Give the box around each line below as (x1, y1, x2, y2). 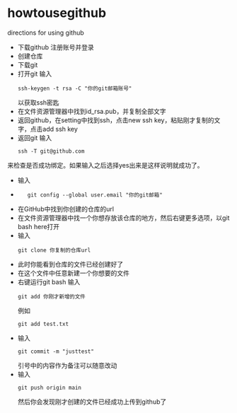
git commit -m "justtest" (17, 348, 94, 355)
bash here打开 (17, 222, 60, 231)
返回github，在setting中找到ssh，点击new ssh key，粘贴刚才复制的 (17, 115, 214, 124)
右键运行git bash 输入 (17, 277, 81, 286)
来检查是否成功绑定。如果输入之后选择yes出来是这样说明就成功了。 (7, 161, 204, 169)
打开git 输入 (17, 69, 52, 78)
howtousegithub (7, 5, 107, 21)
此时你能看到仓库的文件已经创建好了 (17, 260, 124, 268)
